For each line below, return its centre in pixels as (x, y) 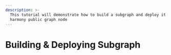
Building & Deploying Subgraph (73, 45)
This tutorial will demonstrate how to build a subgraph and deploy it (88, 15)
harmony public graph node (39, 19)
